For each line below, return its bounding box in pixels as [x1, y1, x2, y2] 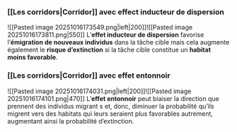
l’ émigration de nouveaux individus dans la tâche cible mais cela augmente [7, 38, 230, 47]
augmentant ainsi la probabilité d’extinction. [7, 116, 134, 125]
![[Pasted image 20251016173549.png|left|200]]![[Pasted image [7, 23, 193, 32]
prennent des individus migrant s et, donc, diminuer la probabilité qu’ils [7, 102, 214, 110]
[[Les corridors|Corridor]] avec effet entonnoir [7, 71, 171, 80]
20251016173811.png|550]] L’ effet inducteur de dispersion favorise [7, 30, 204, 39]
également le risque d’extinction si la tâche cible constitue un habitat [7, 46, 211, 54]
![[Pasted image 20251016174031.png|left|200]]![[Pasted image [7, 87, 192, 95]
